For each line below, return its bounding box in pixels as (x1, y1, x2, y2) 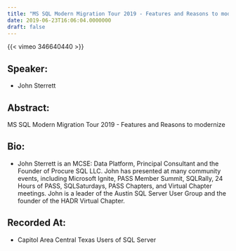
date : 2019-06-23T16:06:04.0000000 (7, 17, 112, 24)
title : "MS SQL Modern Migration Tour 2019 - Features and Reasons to (7, 10, 218, 18)
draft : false (7, 23, 46, 30)
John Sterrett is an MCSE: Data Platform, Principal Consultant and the (17, 159, 219, 168)
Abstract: (7, 102, 50, 114)
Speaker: (7, 62, 48, 74)
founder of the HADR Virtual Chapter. (17, 196, 125, 205)
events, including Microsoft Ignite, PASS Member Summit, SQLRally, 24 (17, 174, 223, 182)
